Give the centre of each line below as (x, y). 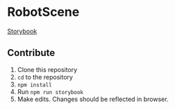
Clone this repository (47, 69)
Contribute (31, 53)
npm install (34, 85)
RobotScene (43, 12)
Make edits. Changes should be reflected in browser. (93, 99)
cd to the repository (45, 77)
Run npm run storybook (50, 91)
